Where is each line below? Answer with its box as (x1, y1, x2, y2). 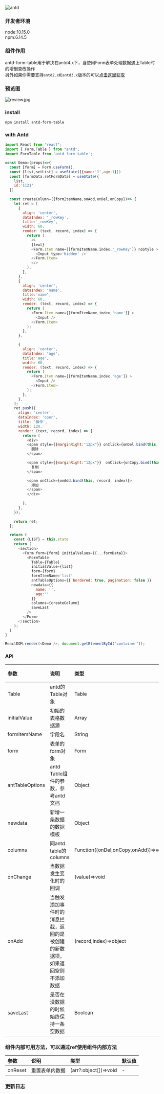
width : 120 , (18, 424, 42, 429)
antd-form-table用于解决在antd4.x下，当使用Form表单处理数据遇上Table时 (5, 59, 155, 66)
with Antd (5, 131, 29, 138)
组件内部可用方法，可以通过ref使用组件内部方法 (5, 1044, 117, 1050)
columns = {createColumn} (31, 601, 80, 605)
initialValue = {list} (31, 564, 73, 569)
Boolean (74, 1009, 94, 1016)
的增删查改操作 (5, 66, 35, 71)
